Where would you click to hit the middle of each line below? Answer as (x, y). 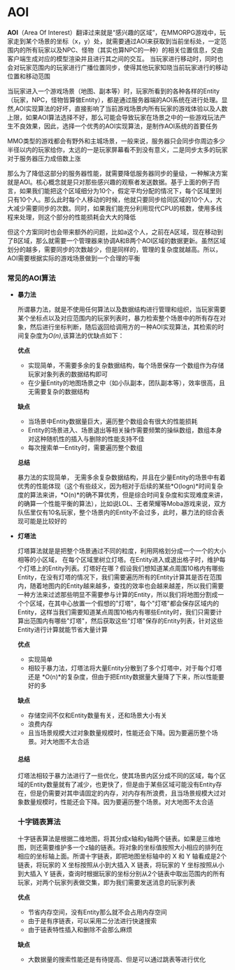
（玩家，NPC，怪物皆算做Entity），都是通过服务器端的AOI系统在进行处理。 (114, 99)
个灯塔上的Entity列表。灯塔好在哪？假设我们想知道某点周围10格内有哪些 (121, 568)
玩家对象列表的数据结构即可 (68, 374)
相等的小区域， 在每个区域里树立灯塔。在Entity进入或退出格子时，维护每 (121, 560)
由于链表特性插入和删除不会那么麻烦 (80, 929)
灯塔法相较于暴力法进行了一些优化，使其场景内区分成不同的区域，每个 (119, 776)
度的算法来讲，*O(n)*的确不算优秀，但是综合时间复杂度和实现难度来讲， (122, 495)
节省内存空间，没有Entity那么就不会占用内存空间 (97, 912)
